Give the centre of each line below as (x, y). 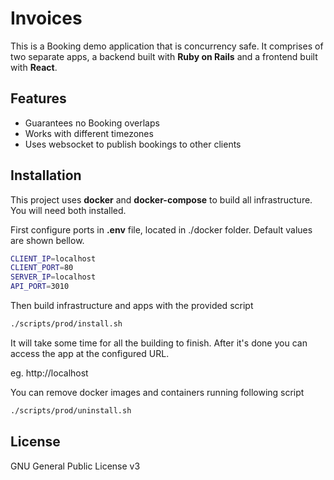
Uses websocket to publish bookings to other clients (133, 144)
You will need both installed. (68, 210)
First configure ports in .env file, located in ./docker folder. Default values (161, 229)
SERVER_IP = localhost (53, 277)
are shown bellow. (47, 240)
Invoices (46, 18)
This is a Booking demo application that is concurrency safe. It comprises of (167, 46)
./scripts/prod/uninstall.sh (71, 410)
